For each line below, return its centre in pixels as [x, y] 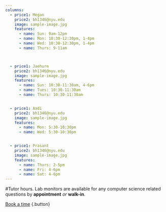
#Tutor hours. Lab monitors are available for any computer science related [83, 189]
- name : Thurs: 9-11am [43, 48]
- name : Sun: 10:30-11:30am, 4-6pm [57, 85]
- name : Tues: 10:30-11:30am [50, 90]
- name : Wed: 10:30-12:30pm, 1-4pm [57, 43]
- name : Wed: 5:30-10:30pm [47, 132]
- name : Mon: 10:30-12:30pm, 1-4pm [57, 39]
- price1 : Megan [27, 15]
